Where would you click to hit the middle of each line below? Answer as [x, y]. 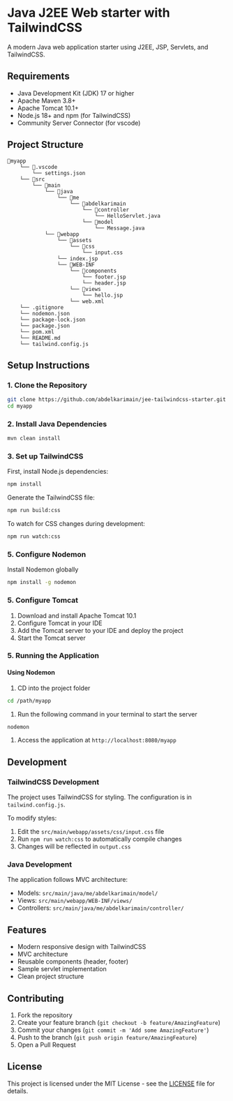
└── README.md [40, 338]
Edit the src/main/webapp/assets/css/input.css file [91, 832]
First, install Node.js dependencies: [58, 472]
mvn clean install [34, 439]
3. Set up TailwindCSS [45, 456]
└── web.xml [87, 301]
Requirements [38, 76]
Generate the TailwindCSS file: [51, 497]
